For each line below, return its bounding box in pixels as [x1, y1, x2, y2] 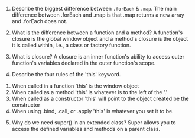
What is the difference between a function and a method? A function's [11, 29, 183, 36]
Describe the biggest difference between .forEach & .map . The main [11, 5, 177, 12]
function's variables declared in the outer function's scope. [11, 59, 156, 66]
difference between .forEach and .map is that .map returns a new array [11, 11, 184, 18]
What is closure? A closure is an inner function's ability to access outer [11, 53, 185, 60]
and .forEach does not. [11, 18, 68, 24]
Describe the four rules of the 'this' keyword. [11, 71, 121, 78]
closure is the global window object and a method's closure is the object [11, 36, 188, 42]
